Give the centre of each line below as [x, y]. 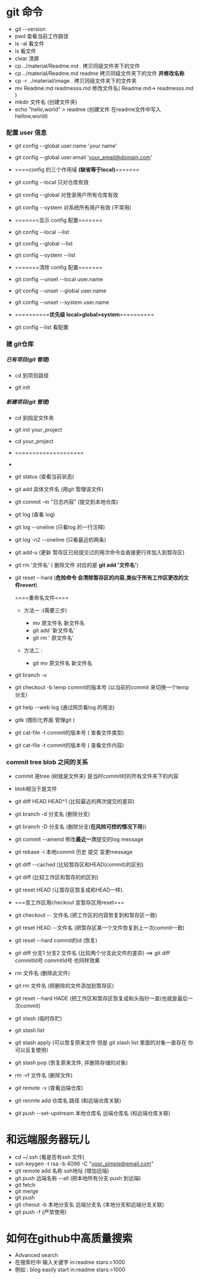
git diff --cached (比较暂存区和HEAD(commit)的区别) [79, 865]
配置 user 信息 [26, 133]
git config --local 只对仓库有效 [52, 183]
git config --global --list [44, 244]
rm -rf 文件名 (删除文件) [44, 1075]
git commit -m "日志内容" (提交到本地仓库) [66, 502]
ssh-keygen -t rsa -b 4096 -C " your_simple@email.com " [84, 1164]
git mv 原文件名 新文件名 [62, 663]
